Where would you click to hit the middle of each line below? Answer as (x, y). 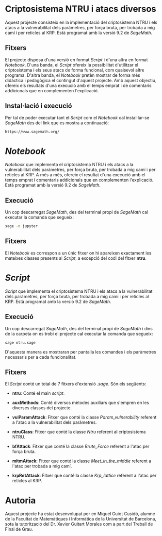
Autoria (20, 500)
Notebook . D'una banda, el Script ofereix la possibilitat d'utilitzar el (72, 65)
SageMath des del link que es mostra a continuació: (57, 123)
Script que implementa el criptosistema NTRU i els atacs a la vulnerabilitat (79, 291)
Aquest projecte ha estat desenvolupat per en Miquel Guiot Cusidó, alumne (80, 514)
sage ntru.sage (20, 343)
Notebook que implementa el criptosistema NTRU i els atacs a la (69, 165)
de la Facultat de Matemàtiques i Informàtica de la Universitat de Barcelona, (81, 519)
